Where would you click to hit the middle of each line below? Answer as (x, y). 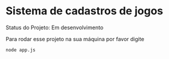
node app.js (21, 50)
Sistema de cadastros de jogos (84, 11)
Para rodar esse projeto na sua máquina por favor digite (75, 39)
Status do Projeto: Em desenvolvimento (55, 27)
